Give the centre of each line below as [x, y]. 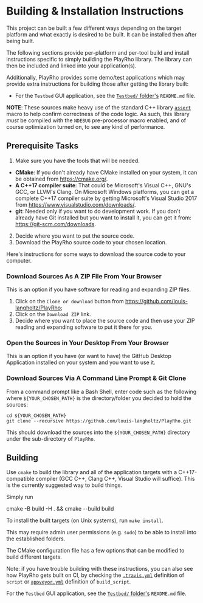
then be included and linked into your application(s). [71, 66]
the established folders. [36, 539]
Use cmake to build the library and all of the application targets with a [92, 472]
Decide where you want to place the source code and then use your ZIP [105, 321]
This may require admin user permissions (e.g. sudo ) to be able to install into [101, 532]
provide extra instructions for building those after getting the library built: [98, 84]
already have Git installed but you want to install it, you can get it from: [103, 218]
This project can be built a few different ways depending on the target [94, 28]
